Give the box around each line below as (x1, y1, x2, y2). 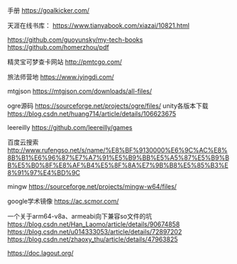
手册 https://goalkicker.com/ (7, 6, 90, 14)
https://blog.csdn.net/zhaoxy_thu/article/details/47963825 (7, 235, 178, 243)
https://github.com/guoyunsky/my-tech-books (7, 35, 143, 44)
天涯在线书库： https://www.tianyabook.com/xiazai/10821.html (7, 21, 190, 30)
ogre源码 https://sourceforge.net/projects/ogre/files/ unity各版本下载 (7, 101, 209, 110)
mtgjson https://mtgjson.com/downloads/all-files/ (7, 87, 153, 95)
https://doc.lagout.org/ (7, 249, 74, 257)
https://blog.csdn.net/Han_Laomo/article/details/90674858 (7, 220, 180, 229)
